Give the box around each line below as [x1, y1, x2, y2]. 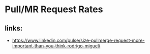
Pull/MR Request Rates [5, 4, 103, 15]
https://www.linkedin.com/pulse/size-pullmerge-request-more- [12, 37, 145, 43]
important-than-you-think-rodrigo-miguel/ [12, 43, 101, 49]
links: [5, 24, 23, 33]
